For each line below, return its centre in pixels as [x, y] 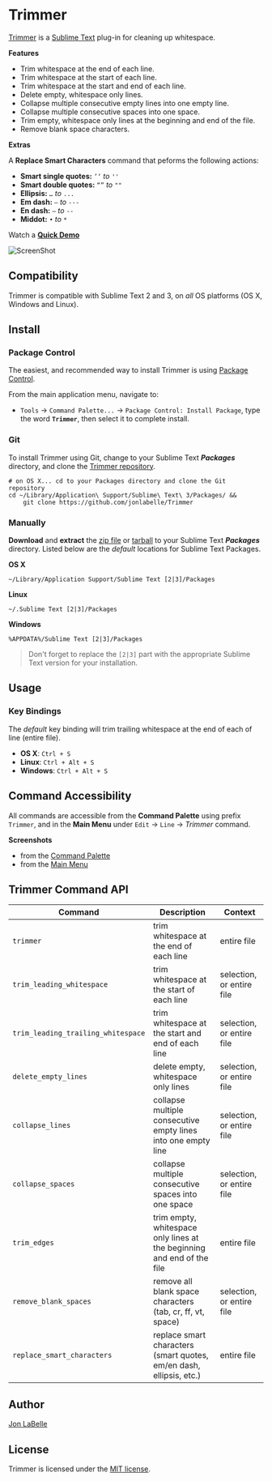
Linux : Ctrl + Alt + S [57, 762]
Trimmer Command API [68, 889]
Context [240, 912]
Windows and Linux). [44, 304]
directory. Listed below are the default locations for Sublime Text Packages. [135, 549]
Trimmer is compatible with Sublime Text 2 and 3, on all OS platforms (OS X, [136, 295]
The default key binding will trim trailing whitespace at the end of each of [130, 729]
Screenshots [30, 839]
